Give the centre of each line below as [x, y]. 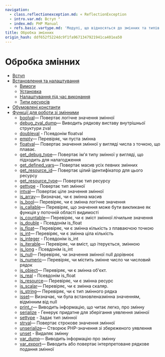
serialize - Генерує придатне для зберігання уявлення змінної [84, 312]
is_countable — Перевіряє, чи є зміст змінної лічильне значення [86, 217]
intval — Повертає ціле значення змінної [62, 191]
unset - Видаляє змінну [44, 333]
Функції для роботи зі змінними [46, 112]
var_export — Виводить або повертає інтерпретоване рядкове [84, 344]
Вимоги [28, 86]
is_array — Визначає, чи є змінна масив [61, 197]
